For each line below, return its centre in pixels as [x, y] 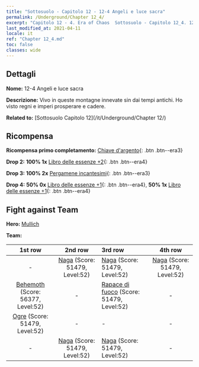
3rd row [113, 250]
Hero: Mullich [23, 224]
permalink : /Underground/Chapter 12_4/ [55, 17]
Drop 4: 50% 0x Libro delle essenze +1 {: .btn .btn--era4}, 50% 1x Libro [94, 185]
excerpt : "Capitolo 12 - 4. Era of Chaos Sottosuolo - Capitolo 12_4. [96, 22]
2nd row [77, 250]
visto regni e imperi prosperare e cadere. [56, 106]
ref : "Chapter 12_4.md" [36, 39]
